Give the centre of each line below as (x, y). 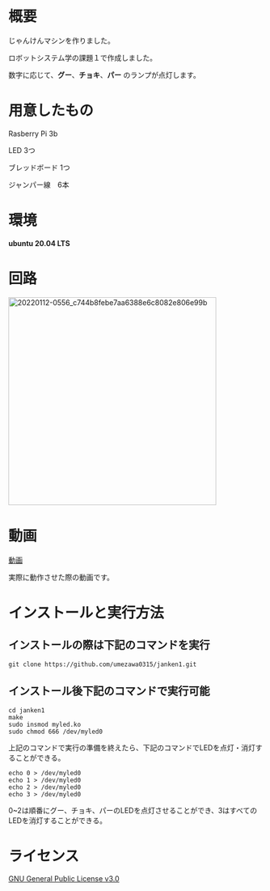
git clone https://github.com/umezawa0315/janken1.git (103, 664)
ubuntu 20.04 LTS (39, 243)
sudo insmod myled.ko (45, 724)
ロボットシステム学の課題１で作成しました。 (83, 57)
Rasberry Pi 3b (33, 134)
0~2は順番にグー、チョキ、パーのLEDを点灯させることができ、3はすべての (133, 810)
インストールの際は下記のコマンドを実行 (109, 645)
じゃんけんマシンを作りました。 (61, 40)
